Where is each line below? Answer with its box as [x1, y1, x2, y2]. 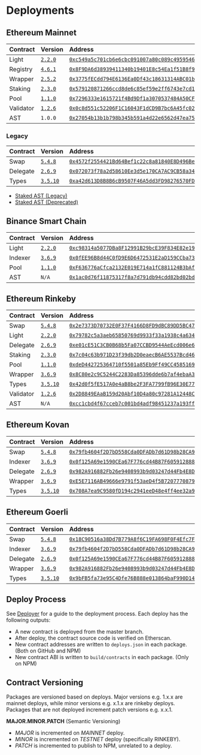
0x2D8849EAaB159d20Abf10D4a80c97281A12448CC [69, 390, 199, 397]
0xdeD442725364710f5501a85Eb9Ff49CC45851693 [69, 361, 199, 368]
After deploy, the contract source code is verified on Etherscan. [14, 634, 172, 642]
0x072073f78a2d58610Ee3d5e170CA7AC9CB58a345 [69, 168, 199, 175]
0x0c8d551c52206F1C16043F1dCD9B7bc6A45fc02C [69, 105, 199, 112]
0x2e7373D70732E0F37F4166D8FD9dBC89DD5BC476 [69, 322, 199, 329]
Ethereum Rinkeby [6, 293, 77, 303]
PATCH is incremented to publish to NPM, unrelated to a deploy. [14, 742, 172, 750]
